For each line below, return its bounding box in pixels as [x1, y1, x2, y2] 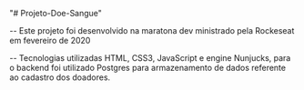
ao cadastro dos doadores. [9, 72, 111, 83]
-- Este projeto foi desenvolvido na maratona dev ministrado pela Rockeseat [9, 25, 295, 35]
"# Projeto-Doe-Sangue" [9, 8, 103, 18]
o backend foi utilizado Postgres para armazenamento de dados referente [9, 63, 287, 73]
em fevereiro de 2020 [9, 35, 91, 45]
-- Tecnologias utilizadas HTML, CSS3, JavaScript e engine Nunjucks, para [9, 53, 291, 63]
